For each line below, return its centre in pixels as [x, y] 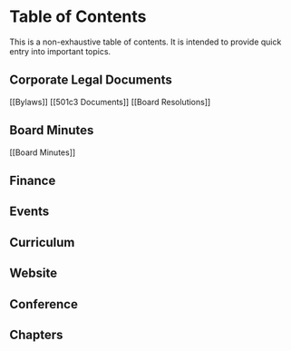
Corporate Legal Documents [91, 80]
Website [33, 273]
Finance [33, 180]
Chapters [36, 334]
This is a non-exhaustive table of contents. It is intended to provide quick [145, 42]
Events [29, 212]
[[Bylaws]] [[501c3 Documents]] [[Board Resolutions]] [110, 102]
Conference [44, 304]
